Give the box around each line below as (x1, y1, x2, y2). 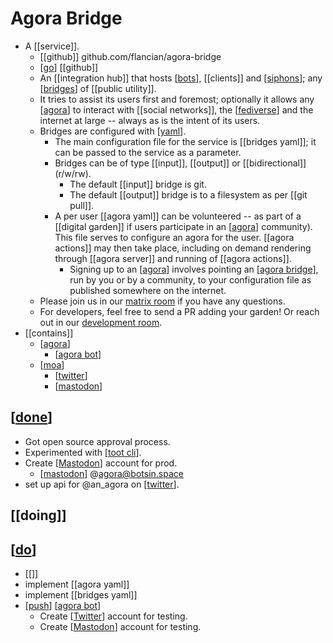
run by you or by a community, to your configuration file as (69, 273, 312, 286)
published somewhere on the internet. (69, 284, 227, 296)
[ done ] (10, 409, 53, 426)
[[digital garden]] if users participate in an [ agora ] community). (54, 220, 313, 232)
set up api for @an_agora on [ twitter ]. (24, 478, 180, 490)
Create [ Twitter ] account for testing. (39, 610, 188, 622)
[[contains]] (24, 327, 74, 339)
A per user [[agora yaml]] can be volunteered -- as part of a (54, 210, 302, 222)
